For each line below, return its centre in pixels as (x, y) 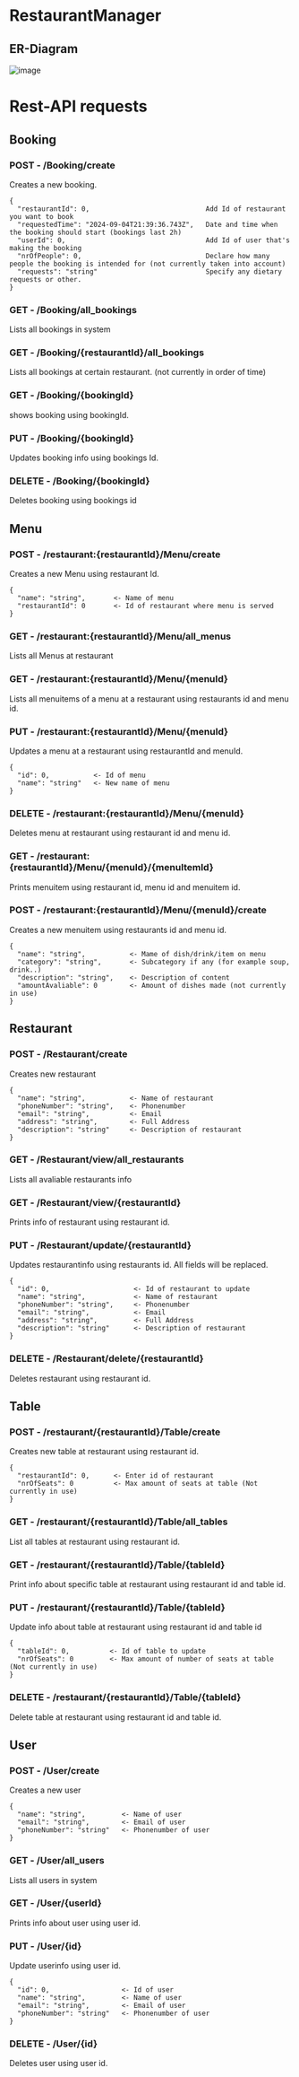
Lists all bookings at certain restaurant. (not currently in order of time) (138, 372)
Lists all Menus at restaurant (61, 656)
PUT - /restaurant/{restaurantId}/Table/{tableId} (117, 1607)
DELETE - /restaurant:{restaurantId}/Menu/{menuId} (127, 813)
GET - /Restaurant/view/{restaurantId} (95, 1202)
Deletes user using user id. (59, 2064)
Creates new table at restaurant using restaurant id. (104, 1452)
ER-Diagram (44, 49)
